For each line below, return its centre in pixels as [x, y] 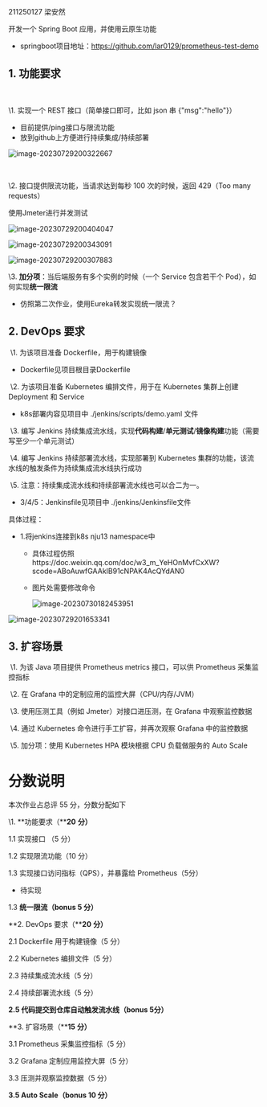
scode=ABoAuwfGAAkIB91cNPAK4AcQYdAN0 [108, 571]
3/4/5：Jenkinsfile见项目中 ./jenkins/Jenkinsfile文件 [105, 502]
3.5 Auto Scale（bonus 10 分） [60, 1095]
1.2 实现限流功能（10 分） [50, 856]
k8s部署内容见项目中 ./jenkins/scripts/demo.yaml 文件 [109, 413]
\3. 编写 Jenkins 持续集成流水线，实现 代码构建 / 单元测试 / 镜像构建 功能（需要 [135, 430]
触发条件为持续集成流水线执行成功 [85, 468]
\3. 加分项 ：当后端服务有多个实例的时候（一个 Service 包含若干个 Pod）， [129, 277]
